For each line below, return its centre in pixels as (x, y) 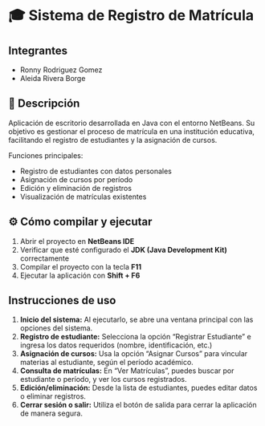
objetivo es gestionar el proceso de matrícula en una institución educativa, (132, 131)
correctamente (45, 258)
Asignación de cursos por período (76, 179)
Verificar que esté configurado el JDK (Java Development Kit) (123, 250)
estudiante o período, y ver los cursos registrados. (103, 379)
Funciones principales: (46, 155)
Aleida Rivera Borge (53, 78)
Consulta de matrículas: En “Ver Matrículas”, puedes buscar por (127, 371)
